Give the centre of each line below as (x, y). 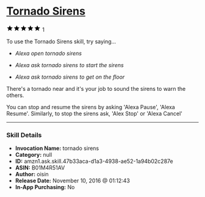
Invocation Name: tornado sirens (57, 148)
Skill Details (24, 135)
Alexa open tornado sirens (49, 53)
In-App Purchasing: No (45, 187)
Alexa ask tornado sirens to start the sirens (69, 65)
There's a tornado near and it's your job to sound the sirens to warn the (96, 88)
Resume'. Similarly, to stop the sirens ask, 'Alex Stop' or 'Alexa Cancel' (95, 113)
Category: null (34, 155)
